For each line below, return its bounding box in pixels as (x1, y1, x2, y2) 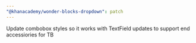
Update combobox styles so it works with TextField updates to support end (6, 25, 190, 32)
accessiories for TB (6, 31, 54, 38)
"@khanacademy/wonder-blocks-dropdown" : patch (6, 8, 124, 15)
